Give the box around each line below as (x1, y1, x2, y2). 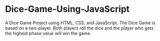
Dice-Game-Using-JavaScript (5, 3, 130, 15)
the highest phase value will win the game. (5, 30, 92, 36)
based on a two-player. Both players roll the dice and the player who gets (5, 25, 154, 31)
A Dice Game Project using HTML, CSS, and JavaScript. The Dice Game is (5, 20, 156, 26)
